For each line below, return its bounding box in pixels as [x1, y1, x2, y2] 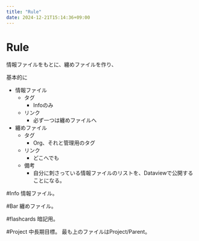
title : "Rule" [6, 8, 42, 15]
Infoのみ [33, 102, 54, 109]
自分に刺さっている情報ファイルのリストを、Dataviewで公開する [33, 169, 194, 177]
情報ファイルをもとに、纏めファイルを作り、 [6, 61, 117, 68]
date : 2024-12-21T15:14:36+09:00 [6, 14, 90, 20]
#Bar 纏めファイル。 [6, 202, 57, 210]
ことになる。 [33, 177, 65, 184]
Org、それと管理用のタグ [33, 139, 95, 146]
